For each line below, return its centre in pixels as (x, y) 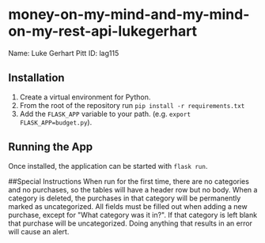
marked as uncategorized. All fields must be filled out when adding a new (128, 206)
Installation (36, 78)
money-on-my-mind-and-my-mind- (129, 15)
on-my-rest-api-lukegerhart (103, 31)
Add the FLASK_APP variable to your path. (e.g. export (105, 114)
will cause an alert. (39, 231)
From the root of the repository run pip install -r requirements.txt (132, 105)
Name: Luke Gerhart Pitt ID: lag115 (64, 53)
